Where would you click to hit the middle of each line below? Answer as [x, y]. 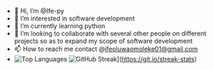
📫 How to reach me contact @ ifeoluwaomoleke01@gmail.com [106, 49]
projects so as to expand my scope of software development [103, 41]
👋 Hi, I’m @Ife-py [39, 11]
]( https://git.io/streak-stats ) [157, 59]
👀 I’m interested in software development [75, 18]
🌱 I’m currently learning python [60, 26]
